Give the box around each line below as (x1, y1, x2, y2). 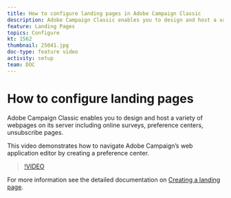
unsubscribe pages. (7, 128, 64, 136)
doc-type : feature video (7, 49, 78, 56)
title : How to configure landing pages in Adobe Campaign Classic (7, 10, 201, 17)
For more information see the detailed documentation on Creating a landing (7, 175, 221, 184)
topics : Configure (7, 29, 60, 36)
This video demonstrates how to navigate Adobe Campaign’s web (7, 142, 193, 150)
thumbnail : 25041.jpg (7, 42, 69, 49)
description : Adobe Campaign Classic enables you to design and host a (7, 16, 217, 23)
